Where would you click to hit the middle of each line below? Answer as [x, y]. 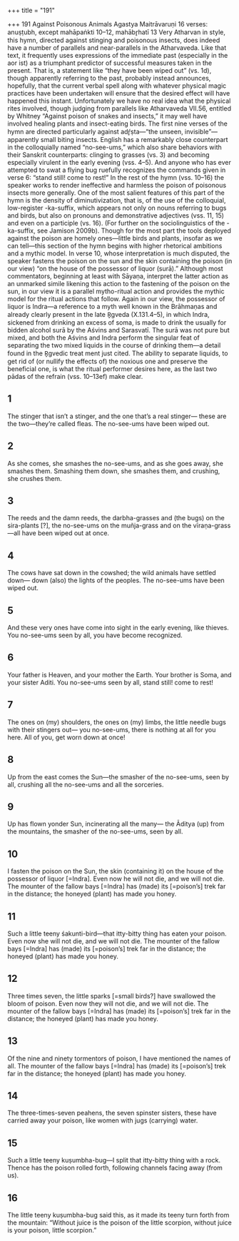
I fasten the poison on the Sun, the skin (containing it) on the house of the [116, 871]
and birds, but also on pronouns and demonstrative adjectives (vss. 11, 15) [116, 216]
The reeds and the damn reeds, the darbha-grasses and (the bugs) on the [116, 518]
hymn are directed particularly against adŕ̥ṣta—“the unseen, [95, 132]
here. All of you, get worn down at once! [66, 737]
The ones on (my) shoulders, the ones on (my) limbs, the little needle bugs [117, 722]
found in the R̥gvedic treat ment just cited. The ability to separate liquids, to [118, 353]
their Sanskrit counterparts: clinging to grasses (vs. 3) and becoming [108, 155]
